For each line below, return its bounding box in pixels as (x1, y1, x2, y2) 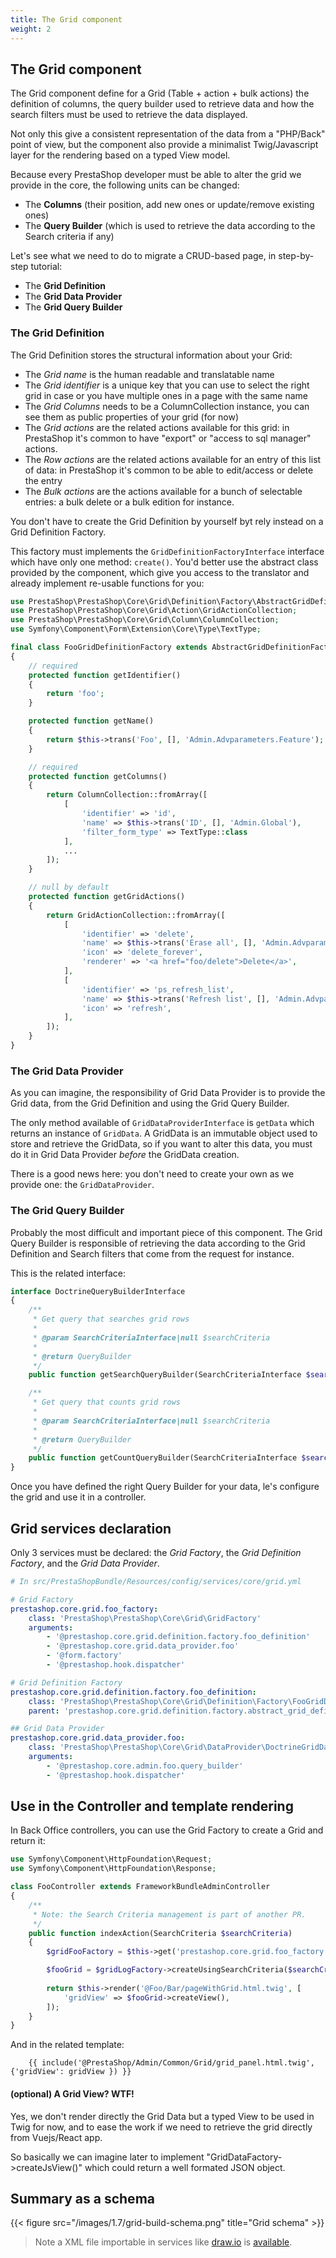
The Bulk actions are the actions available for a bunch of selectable (24, 485, 303, 497)
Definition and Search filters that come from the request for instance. (10, 1247, 295, 1260)
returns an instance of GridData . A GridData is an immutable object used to (10, 1127, 318, 1140)
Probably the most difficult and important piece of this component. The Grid (10, 1226, 323, 1238)
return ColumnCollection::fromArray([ (46, 790, 208, 800)
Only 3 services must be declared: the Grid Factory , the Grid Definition (10, 1547, 302, 1559)
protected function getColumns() (28, 771, 168, 781)
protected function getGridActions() (28, 892, 186, 902)
